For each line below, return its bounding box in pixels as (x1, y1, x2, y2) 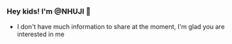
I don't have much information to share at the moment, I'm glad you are (16, 23, 225, 31)
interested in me (16, 30, 65, 38)
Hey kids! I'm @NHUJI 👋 (6, 6, 92, 16)
